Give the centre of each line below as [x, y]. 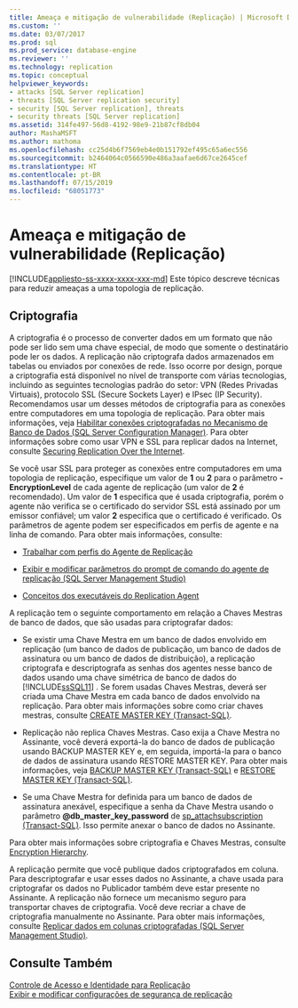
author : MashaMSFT [43, 133]
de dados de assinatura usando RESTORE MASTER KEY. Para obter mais [155, 761]
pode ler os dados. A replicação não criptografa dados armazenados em [142, 356]
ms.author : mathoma [45, 141]
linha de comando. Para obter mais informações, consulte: [116, 534]
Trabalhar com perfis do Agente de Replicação [107, 552]
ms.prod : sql [33, 42]
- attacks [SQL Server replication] [77, 92]
